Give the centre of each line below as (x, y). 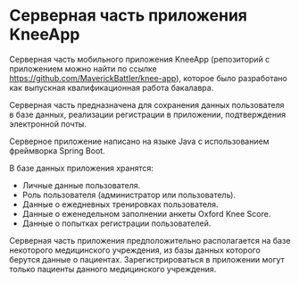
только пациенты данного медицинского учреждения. (113, 269)
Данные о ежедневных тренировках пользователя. (120, 204)
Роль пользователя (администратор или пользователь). (129, 195)
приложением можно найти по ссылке (83, 69)
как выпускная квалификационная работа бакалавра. (112, 87)
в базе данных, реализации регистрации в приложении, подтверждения (148, 114)
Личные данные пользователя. (81, 185)
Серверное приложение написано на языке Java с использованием (139, 141)
